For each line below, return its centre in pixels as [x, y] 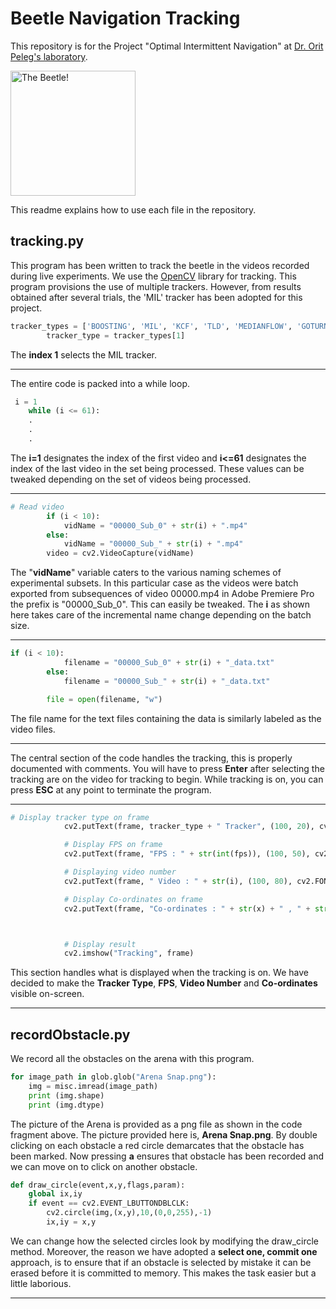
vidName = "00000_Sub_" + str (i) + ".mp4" [153, 544]
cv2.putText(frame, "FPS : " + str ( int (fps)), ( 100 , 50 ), [187, 854]
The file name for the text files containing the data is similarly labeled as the [166, 718]
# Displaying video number [120, 872]
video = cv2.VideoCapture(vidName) [120, 553]
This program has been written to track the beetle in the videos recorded [160, 265]
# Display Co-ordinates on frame [133, 899]
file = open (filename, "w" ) [104, 699]
